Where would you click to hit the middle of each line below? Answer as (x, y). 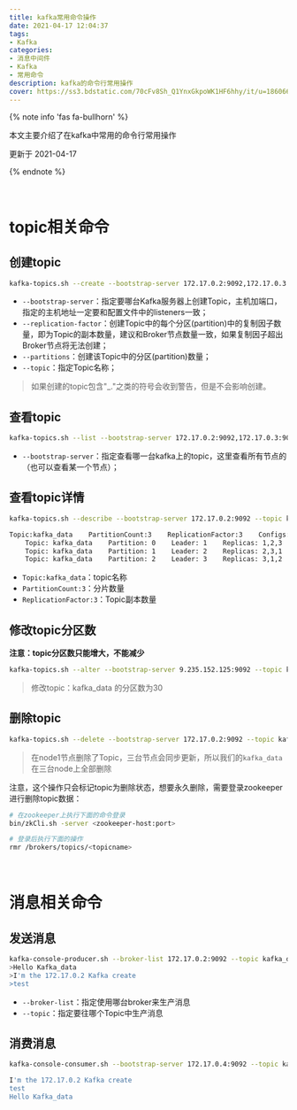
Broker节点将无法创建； (65, 345)
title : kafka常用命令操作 (53, 17)
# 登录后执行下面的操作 (46, 839)
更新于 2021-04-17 (43, 154)
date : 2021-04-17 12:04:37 (59, 26)
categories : (31, 50)
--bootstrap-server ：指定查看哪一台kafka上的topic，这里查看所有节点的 (154, 456)
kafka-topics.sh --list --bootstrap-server (91, 438)
